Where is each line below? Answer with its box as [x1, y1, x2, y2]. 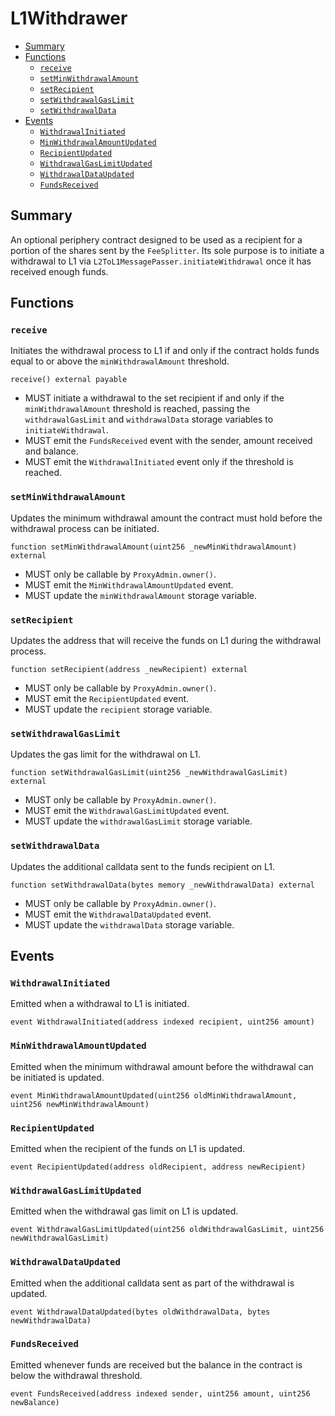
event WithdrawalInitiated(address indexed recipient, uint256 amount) [10, 1017, 315, 1027]
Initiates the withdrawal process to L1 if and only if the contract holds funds [10, 345, 320, 357]
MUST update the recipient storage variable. [24, 703, 213, 716]
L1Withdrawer [10, 7, 128, 30]
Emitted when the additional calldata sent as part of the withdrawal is [10, 1277, 295, 1289]
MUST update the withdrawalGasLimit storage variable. [24, 815, 253, 827]
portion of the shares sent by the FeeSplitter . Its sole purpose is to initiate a [10, 244, 325, 256]
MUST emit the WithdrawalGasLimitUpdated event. [24, 805, 230, 817]
